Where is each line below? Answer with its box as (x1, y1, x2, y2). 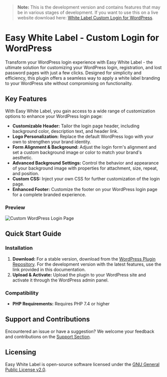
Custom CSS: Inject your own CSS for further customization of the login (12, 176, 160, 182)
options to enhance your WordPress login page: (5, 113, 103, 119)
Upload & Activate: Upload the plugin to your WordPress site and (12, 272, 146, 278)
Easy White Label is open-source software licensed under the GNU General (5, 361, 160, 367)
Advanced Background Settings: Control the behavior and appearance (12, 160, 159, 166)
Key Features (5, 94, 47, 103)
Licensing (5, 348, 36, 357)
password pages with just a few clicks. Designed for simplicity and (5, 70, 142, 76)
